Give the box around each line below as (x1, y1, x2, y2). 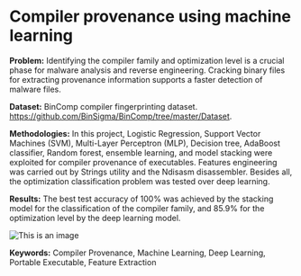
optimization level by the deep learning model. (9, 212, 181, 223)
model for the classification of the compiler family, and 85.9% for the (9, 202, 265, 213)
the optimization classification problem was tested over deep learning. (9, 175, 270, 186)
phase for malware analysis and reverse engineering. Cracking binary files (9, 65, 286, 76)
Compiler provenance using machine (9, 6, 291, 27)
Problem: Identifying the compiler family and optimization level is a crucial (9, 55, 285, 66)
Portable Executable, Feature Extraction (9, 256, 157, 267)
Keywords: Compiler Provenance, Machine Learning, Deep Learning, (9, 247, 266, 258)
